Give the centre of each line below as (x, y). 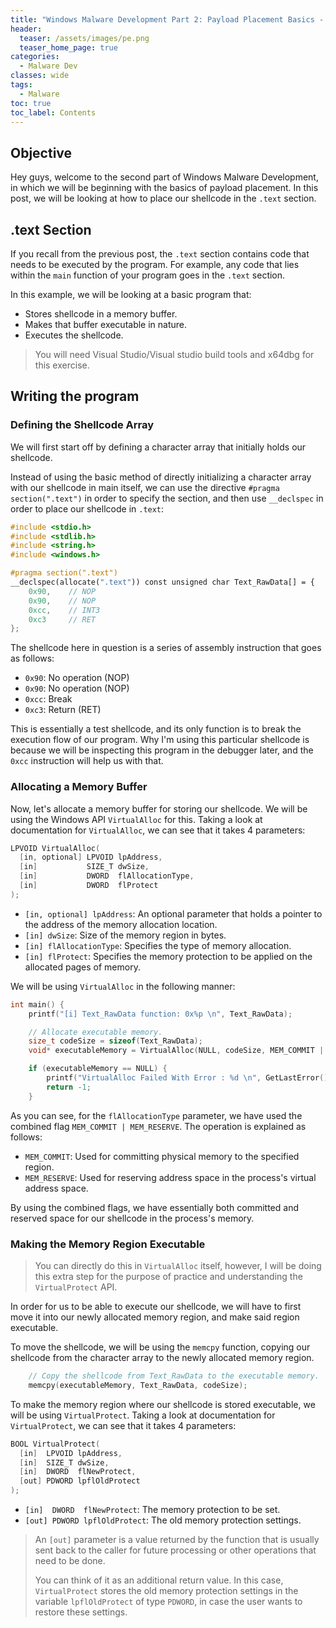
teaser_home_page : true (68, 47)
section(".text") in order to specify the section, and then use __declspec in (167, 498)
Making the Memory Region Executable (108, 1244)
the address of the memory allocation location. (121, 924)
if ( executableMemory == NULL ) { (98, 1069)
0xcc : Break (48, 699)
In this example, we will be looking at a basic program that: (131, 294)
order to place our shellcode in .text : (87, 508)
